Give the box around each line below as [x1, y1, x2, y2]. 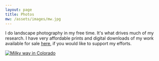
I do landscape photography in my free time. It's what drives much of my [5, 30, 154, 36]
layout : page [5, 7, 32, 12]
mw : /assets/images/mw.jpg [5, 16, 61, 21]
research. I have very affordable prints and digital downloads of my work [5, 35, 154, 41]
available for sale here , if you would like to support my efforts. [5, 41, 132, 47]
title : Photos [5, 12, 35, 17]
